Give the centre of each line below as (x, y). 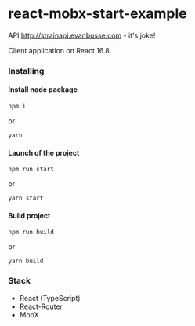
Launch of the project (44, 152)
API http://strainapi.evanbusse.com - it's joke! (82, 35)
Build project (29, 215)
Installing (26, 71)
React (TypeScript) (50, 298)
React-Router (41, 306)
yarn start (26, 198)
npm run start (31, 170)
